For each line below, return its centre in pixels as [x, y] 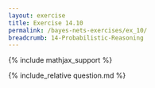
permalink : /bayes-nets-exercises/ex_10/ [78, 30]
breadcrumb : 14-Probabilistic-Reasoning [76, 38]
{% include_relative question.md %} [67, 75]
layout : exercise [37, 15]
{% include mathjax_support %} [60, 60]
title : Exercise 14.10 [46, 23]
